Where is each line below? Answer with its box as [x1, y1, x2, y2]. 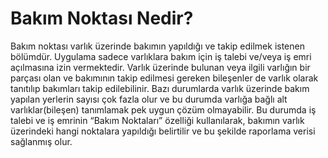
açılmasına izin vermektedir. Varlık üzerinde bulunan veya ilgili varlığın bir [10, 61, 311, 73]
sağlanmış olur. [10, 135, 73, 147]
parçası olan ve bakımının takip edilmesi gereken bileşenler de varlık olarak [10, 72, 319, 84]
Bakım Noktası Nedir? [10, 7, 194, 30]
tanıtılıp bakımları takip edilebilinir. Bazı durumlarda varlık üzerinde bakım [10, 82, 310, 94]
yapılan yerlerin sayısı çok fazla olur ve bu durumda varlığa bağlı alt [10, 93, 288, 105]
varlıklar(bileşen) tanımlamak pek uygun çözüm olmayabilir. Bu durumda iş [10, 103, 317, 116]
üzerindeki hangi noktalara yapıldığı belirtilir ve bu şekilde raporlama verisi [10, 125, 316, 137]
